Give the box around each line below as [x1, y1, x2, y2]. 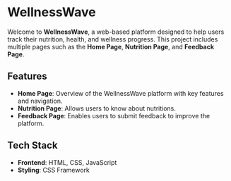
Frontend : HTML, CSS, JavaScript [17, 158, 117, 166]
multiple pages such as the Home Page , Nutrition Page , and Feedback [7, 42, 214, 51]
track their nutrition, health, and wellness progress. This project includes [7, 35, 218, 43]
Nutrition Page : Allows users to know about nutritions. [17, 104, 177, 113]
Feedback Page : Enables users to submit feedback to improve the [17, 111, 211, 120]
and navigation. [17, 96, 63, 105]
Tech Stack [7, 139, 58, 151]
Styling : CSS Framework [17, 166, 90, 174]
